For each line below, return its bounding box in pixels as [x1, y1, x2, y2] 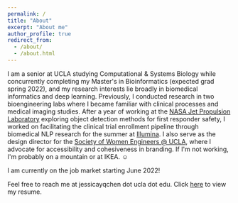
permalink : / [7, 10, 46, 18]
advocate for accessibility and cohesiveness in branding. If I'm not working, [7, 145, 229, 153]
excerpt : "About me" [7, 23, 69, 31]
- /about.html [13, 50, 55, 57]
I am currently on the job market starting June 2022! [7, 166, 161, 175]
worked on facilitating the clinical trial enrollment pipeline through [7, 122, 199, 131]
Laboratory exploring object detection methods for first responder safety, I [7, 114, 225, 123]
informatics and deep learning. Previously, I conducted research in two [7, 92, 215, 100]
